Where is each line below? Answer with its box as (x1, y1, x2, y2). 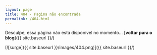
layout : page (5, 7, 32, 12)
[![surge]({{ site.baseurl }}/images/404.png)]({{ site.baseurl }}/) (5, 45, 135, 51)
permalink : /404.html (5, 16, 50, 21)
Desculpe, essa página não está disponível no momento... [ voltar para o (5, 30, 153, 36)
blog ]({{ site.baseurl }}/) (5, 35, 54, 41)
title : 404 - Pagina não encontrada (5, 12, 81, 17)
